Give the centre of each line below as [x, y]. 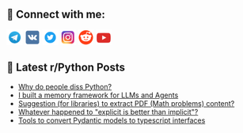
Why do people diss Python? [65, 86]
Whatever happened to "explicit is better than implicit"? [108, 112]
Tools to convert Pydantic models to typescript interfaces [112, 120]
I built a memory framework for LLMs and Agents [98, 95]
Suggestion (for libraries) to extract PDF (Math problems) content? [126, 103]
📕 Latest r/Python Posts [66, 68]
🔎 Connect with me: [56, 15]
